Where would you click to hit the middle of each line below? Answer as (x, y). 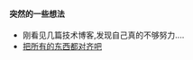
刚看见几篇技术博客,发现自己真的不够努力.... (103, 35)
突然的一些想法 (37, 13)
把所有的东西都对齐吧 (62, 47)
